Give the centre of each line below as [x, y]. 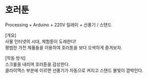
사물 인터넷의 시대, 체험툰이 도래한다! [41, 41]
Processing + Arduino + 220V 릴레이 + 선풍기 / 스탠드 [58, 25]
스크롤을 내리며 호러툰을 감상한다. [37, 64]
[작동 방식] [15, 58]
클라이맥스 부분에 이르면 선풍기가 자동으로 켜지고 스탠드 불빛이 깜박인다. [74, 70]
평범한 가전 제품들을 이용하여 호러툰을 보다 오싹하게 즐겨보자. [64, 47]
